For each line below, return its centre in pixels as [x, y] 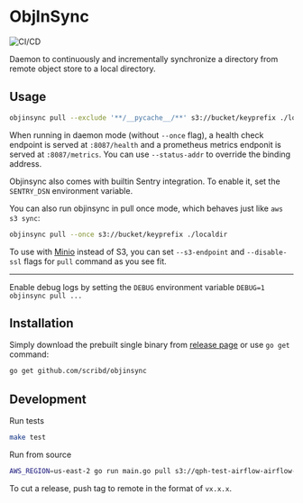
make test [28, 437]
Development [48, 399]
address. [26, 163]
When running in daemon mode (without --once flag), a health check [137, 135]
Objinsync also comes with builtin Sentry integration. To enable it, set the [145, 181]
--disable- [267, 252]
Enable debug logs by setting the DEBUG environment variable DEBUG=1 [138, 287]
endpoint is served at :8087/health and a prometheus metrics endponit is [145, 144]
